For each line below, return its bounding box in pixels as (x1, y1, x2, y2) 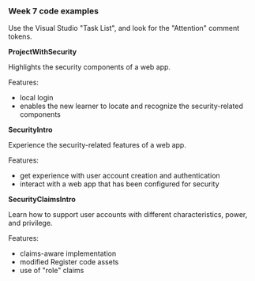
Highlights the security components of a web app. (8, 62, 171, 72)
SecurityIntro (8, 125, 53, 135)
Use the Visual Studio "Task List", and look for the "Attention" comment (8, 24, 239, 33)
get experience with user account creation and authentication (19, 171, 221, 181)
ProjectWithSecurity (8, 47, 77, 57)
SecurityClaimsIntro (8, 195, 77, 204)
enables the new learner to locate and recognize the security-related (19, 101, 243, 111)
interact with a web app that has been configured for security (19, 179, 219, 189)
